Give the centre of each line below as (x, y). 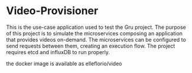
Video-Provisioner (52, 11)
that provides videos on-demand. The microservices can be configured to (96, 39)
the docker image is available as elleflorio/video (64, 64)
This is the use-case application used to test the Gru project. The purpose (96, 27)
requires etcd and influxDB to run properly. (58, 52)
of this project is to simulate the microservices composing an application (95, 33)
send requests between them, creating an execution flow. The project (91, 46)
